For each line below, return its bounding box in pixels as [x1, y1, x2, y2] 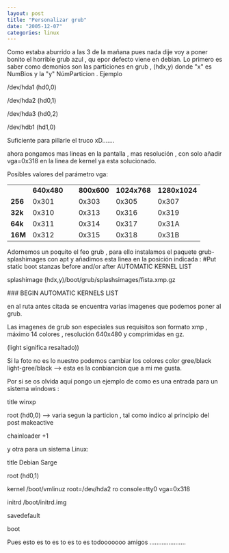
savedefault [7, 512, 40, 520]
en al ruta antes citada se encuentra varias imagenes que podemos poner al [7, 303, 221, 311]
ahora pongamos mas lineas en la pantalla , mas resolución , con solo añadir [7, 150, 222, 158]
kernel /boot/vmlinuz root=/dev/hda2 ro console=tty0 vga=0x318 [7, 485, 190, 493]
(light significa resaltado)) [7, 344, 80, 352]
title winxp [7, 398, 36, 406]
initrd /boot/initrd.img [7, 498, 67, 506]
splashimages [7, 255, 46, 263]
